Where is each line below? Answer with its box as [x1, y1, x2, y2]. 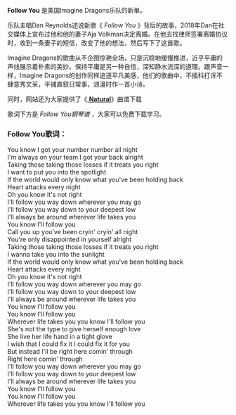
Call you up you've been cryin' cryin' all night [7, 228, 138, 236]
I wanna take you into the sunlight [7, 250, 105, 259]
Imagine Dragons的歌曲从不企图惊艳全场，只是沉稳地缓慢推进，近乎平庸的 [7, 53, 223, 62]
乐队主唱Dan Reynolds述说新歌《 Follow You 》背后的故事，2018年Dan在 [7, 21, 219, 30]
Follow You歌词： [7, 129, 67, 139]
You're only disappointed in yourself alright [7, 235, 132, 244]
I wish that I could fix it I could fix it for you [7, 340, 130, 348]
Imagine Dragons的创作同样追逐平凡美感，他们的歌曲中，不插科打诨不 [19, 71, 223, 79]
